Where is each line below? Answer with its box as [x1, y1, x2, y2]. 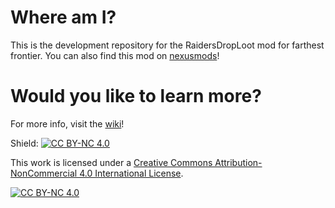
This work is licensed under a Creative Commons [10, 156, 213, 168]
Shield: [10, 137, 39, 149]
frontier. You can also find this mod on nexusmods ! [10, 49, 220, 61]
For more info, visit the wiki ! [10, 117, 125, 130]
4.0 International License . [79, 167, 184, 179]
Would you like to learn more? [10, 85, 262, 108]
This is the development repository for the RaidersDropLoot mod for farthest [10, 39, 325, 51]
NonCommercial [10, 167, 78, 179]
